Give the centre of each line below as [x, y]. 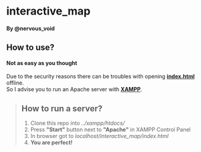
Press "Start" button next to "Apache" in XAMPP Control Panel [111, 130]
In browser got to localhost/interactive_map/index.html [100, 136]
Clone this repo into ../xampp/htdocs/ [78, 123]
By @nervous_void [31, 28]
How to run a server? [62, 109]
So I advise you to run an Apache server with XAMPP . [74, 89]
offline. [15, 83]
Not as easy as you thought [42, 63]
